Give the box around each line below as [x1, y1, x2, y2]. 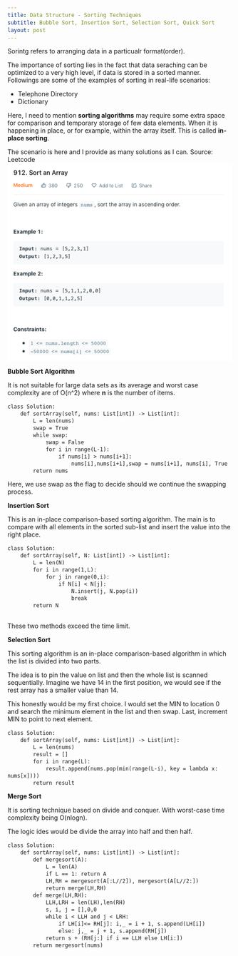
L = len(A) [45, 863, 78, 870]
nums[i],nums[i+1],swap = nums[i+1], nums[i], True [71, 460, 228, 467]
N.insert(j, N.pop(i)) [71, 588, 139, 595]
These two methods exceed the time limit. [7, 621, 130, 631]
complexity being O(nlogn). [7, 813, 88, 822]
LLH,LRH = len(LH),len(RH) [45, 899, 126, 906]
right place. [7, 530, 41, 539]
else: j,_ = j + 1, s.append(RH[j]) [58, 927, 167, 935]
